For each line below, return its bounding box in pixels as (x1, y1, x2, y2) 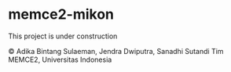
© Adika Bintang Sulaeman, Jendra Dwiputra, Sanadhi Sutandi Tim (8, 46, 224, 56)
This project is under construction (8, 31, 118, 41)
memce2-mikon (8, 5, 115, 23)
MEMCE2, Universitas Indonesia (8, 55, 112, 64)
